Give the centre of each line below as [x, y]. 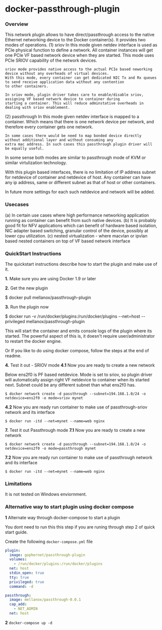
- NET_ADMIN [26, 609]
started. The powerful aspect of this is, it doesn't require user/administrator [80, 336]
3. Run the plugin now [27, 307]
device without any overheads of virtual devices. [57, 74]
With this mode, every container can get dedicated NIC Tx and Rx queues [81, 78]
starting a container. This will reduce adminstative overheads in [74, 103]
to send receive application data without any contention [65, 82]
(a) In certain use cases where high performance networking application [77, 215]
